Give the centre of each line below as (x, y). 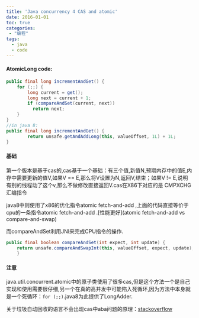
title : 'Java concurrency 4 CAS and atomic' (62, 12)
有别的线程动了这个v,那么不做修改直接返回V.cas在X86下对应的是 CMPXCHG (99, 185)
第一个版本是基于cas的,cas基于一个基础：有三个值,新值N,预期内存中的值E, (97, 170)
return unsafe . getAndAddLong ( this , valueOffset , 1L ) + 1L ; (102, 137)
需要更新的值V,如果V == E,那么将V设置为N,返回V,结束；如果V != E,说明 (102, 177)
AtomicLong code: (29, 69)
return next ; (49, 109)
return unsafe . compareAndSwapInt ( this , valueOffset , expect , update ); (106, 248)
